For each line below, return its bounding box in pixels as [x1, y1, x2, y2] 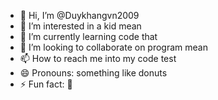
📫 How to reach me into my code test [19, 53, 177, 64]
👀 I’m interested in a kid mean [19, 20, 142, 32]
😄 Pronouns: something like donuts [19, 67, 168, 79]
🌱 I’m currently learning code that [19, 31, 158, 42]
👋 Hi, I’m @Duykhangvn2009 [19, 10, 140, 21]
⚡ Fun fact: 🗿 [19, 78, 73, 90]
